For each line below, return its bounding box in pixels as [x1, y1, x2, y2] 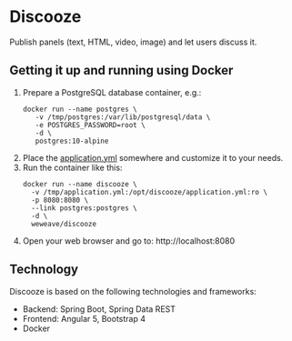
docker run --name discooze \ [22, 179, 138, 188]
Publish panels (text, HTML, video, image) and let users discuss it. [9, 36, 257, 47]
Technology [9, 262, 79, 277]
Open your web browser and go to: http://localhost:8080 [22, 235, 236, 246]
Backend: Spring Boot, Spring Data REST [22, 303, 176, 315]
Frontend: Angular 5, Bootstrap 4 [22, 313, 146, 324]
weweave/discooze [31, 219, 97, 228]
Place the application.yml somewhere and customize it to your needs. [22, 152, 284, 163]
